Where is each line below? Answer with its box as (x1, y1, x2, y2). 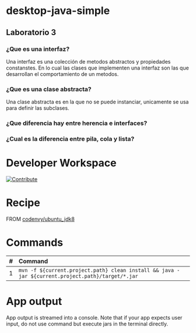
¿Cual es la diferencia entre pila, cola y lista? (6, 135, 135, 143)
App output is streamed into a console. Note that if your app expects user (6, 314, 183, 321)
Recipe (6, 196, 41, 210)
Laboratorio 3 (6, 27, 57, 37)
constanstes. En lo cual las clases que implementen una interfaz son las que (6, 64, 190, 71)
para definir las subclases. (6, 105, 69, 112)
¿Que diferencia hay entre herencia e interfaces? (6, 119, 148, 127)
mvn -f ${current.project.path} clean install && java (18, 267, 174, 273)
